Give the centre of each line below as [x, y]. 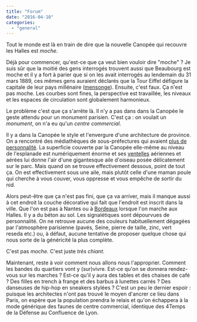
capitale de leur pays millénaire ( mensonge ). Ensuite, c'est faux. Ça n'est [94, 87]
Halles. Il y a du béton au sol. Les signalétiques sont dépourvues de [88, 215]
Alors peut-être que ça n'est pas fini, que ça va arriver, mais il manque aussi [98, 196]
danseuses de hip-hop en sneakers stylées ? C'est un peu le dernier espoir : [98, 288]
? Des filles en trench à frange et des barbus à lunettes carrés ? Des [89, 281]
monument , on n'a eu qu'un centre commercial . [64, 123]
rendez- [178, 269]
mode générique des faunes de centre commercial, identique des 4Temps [96, 307]
